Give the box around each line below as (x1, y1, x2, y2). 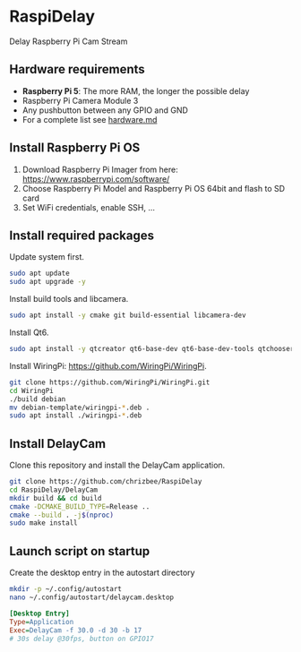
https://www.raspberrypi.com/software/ (21, 173, 170, 184)
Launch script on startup (9, 544, 150, 559)
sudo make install (9, 519, 78, 528)
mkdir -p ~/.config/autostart (9, 585, 123, 594)
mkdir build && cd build (9, 493, 102, 502)
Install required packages (9, 227, 155, 243)
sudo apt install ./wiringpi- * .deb (9, 411, 142, 420)
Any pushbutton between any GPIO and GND (21, 105, 188, 116)
